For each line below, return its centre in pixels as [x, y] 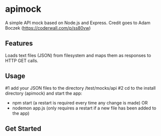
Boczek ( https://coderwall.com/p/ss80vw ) [48, 28]
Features [19, 44]
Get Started [23, 128]
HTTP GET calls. [22, 61]
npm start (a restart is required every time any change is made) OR [80, 102]
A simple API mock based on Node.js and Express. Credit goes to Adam [78, 23]
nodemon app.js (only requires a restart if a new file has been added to [84, 108]
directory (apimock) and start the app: [44, 93]
